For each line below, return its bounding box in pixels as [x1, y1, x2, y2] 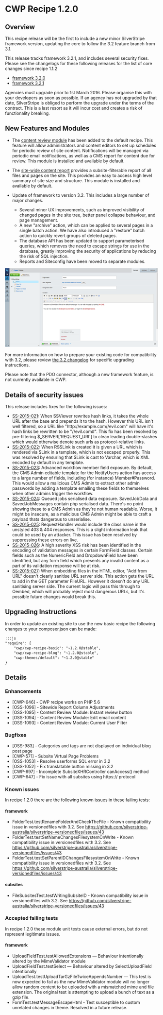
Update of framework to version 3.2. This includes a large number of [12, 192, 149, 198]
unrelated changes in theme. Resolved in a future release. [12, 1005, 128, 1010]
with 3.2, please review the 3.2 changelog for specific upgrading [5, 357, 134, 363]
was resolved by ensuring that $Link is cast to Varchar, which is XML [12, 454, 150, 460]
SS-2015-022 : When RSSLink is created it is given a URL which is [12, 444, 143, 450]
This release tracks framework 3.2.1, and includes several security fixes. [5, 55, 149, 61]
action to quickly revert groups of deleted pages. [19, 232, 117, 239]
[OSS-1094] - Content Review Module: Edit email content [12, 714, 126, 720]
